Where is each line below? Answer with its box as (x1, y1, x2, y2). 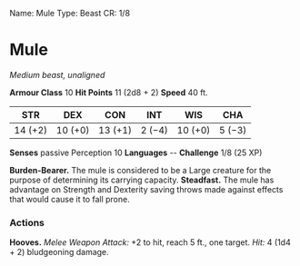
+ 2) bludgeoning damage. (9, 247, 109, 258)
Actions (9, 216, 45, 229)
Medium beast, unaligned (9, 69, 105, 80)
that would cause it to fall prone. (9, 193, 130, 204)
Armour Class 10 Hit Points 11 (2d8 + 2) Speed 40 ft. (9, 86, 208, 98)
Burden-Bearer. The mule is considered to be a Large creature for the (9, 164, 272, 175)
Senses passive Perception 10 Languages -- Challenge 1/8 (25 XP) (9, 147, 263, 158)
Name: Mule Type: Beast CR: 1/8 (9, 8, 130, 18)
